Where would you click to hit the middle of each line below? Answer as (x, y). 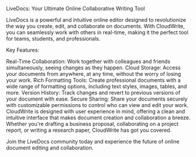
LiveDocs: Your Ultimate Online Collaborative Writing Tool (76, 9)
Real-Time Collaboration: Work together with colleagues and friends (88, 61)
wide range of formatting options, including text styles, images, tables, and (97, 86)
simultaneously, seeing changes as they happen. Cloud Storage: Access (93, 68)
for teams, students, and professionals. (53, 39)
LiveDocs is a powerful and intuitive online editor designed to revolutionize (96, 20)
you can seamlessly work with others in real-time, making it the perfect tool (97, 32)
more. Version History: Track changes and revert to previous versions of (93, 93)
